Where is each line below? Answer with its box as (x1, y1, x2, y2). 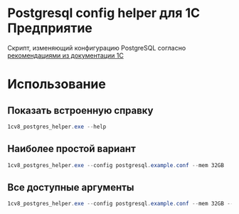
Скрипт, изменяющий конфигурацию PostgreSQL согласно (7, 43, 186, 52)
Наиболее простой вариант (7, 143, 137, 155)
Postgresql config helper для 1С (7, 5, 201, 21)
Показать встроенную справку (7, 105, 154, 117)
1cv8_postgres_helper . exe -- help (7, 123, 107, 130)
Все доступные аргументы (7, 181, 134, 193)
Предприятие (7, 20, 92, 36)
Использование (7, 76, 107, 92)
